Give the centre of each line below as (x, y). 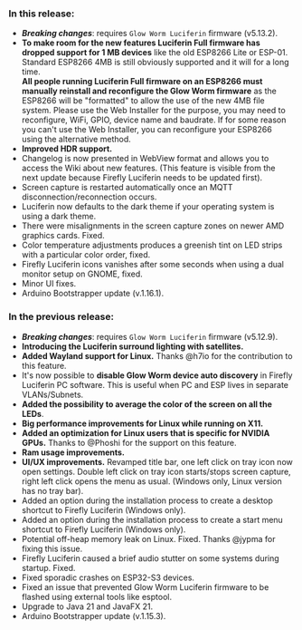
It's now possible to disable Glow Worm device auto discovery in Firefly (157, 375)
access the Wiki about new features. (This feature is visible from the (148, 168)
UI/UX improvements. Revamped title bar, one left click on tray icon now (157, 461)
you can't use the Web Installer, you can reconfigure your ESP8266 (146, 130)
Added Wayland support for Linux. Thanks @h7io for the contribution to (157, 355)
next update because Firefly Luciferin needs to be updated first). (142, 178)
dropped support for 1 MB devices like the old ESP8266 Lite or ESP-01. (155, 53)
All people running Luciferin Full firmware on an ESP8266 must (142, 82)
